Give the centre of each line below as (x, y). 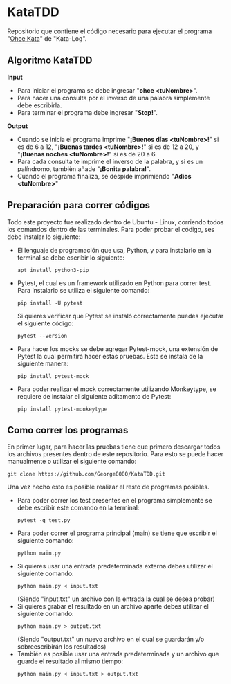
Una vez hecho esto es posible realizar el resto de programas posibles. (108, 487)
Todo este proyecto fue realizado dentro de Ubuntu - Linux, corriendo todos (115, 222)
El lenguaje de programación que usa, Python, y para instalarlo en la (114, 250)
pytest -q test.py (44, 521)
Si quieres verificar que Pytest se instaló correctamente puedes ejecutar (120, 316)
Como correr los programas (68, 430)
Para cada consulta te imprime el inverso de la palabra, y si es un (110, 161)
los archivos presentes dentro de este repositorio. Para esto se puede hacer (115, 454)
